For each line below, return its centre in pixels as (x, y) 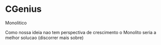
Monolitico (16, 23)
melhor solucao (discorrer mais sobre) (44, 38)
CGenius (23, 9)
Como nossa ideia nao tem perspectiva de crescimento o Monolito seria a (81, 32)
